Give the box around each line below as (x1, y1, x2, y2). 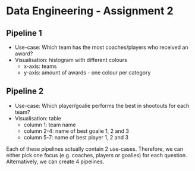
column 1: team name (23, 121, 76, 128)
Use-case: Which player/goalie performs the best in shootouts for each (14, 102, 190, 109)
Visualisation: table (14, 114, 61, 122)
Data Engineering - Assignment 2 (6, 4, 174, 18)
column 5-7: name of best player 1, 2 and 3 (23, 133, 129, 141)
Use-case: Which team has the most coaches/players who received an (14, 43, 188, 51)
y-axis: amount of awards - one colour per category (23, 69, 151, 76)
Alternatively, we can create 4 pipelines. (6, 158, 105, 165)
